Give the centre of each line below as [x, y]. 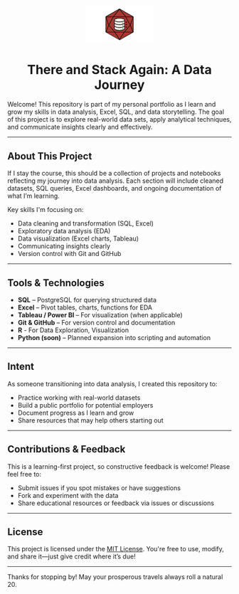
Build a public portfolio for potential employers [85, 405]
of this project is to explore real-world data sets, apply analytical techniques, [119, 120]
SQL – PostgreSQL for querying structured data [87, 299]
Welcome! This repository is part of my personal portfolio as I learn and [112, 105]
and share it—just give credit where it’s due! [72, 556]
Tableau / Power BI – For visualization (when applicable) [100, 314]
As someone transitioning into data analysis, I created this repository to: [112, 383]
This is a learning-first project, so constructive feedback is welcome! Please [119, 466]
